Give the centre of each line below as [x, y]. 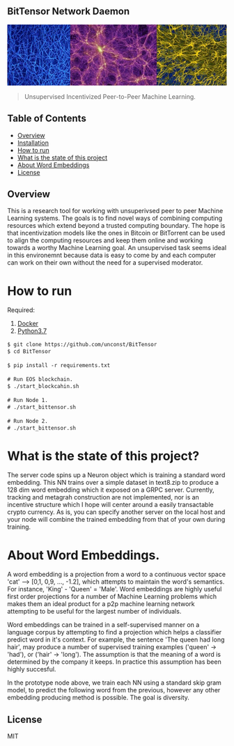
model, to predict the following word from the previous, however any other [114, 690]
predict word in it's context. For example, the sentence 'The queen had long [116, 639]
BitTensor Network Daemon [69, 11]
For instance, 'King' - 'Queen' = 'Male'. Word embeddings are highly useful [115, 589]
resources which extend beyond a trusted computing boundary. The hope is [116, 226]
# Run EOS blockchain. [40, 380]
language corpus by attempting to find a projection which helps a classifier [115, 632]
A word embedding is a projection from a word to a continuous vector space [117, 575]
